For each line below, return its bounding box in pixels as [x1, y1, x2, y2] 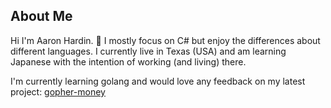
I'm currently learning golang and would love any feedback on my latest [10, 75, 306, 87]
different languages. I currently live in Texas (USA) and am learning [10, 45, 287, 57]
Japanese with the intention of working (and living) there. [10, 55, 247, 68]
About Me [10, 8, 73, 25]
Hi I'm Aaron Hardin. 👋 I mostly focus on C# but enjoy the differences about [10, 34, 321, 46]
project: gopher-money [10, 85, 106, 98]
